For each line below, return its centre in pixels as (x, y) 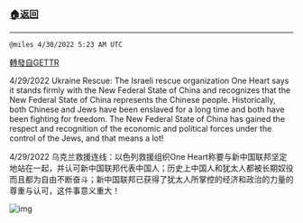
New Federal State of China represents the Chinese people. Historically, (142, 100)
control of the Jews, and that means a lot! (87, 138)
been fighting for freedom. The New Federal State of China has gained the (147, 119)
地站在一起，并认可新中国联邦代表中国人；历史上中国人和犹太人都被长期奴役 (151, 168)
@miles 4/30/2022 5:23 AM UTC (66, 45)
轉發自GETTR (34, 63)
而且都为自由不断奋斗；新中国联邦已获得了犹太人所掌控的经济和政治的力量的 (151, 180)
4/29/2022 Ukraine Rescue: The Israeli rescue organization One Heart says (149, 81)
